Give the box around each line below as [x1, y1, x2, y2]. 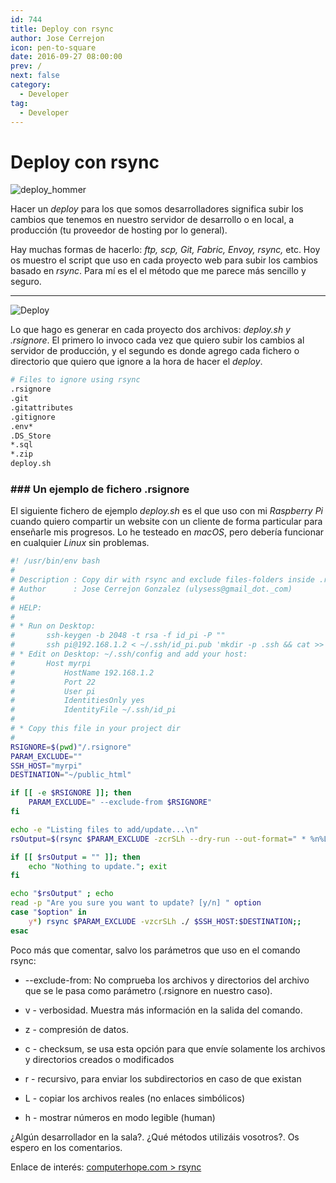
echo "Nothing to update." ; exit [28, 861, 168, 871]
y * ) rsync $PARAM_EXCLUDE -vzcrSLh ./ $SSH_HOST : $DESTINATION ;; [28, 916, 302, 926]
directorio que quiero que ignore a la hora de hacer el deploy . [10, 356, 263, 368]
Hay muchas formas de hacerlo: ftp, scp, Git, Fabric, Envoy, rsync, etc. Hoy [10, 244, 321, 256]
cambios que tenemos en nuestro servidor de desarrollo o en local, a [10, 214, 295, 226]
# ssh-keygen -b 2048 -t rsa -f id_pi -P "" [10, 631, 226, 641]
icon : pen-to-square [10, 42, 97, 53]
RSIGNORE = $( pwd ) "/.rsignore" [10, 742, 132, 752]
